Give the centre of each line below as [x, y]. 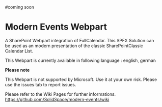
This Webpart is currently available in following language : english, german [81, 60]
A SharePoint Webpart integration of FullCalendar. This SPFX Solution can [80, 40]
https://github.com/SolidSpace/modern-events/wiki [57, 99]
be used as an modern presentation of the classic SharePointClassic [74, 46]
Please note [17, 70]
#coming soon [20, 7]
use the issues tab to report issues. [40, 84]
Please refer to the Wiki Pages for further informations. [61, 94]
